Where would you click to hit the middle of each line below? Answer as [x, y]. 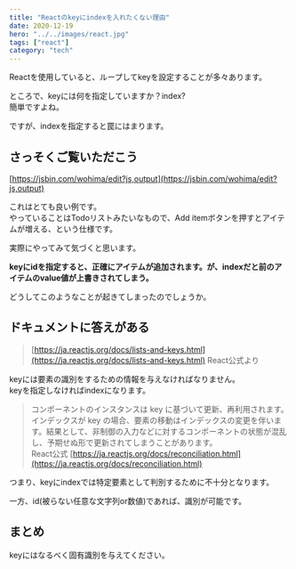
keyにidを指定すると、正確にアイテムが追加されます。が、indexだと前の [142, 266]
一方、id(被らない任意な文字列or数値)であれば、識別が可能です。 [128, 500]
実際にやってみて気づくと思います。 [75, 248]
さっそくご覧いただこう [73, 157]
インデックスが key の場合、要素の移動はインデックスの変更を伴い [152, 420]
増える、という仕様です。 [71, 229]
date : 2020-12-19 [41, 26]
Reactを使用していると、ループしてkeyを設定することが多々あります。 [138, 77]
